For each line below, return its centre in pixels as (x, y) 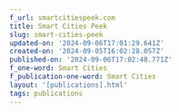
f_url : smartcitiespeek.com (63, 18)
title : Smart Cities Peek (58, 26)
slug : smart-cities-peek (56, 34)
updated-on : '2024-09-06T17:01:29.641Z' (87, 43)
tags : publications (46, 93)
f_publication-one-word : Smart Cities (83, 77)
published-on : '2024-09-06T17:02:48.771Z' (91, 60)
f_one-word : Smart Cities (58, 69)
